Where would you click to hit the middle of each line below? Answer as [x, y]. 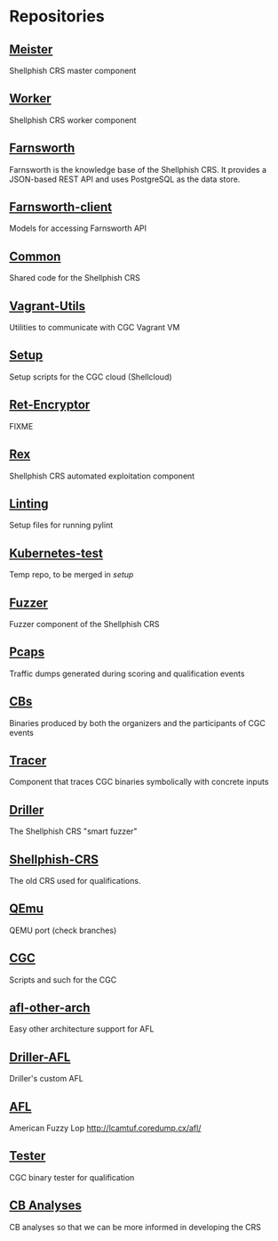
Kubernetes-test [56, 553]
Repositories [57, 16]
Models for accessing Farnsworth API [78, 228]
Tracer [28, 760]
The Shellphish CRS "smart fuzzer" [73, 831]
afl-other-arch [50, 1008]
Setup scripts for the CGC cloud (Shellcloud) [91, 377]
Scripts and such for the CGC [63, 980]
